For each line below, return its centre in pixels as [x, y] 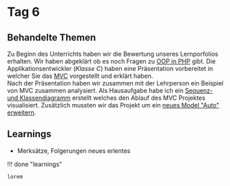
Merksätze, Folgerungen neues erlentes [74, 151]
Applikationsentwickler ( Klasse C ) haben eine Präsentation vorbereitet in [110, 69]
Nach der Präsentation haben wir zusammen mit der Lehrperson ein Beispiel [115, 83]
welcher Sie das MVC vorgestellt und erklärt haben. [80, 76]
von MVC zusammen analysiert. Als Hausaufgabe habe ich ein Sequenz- [110, 91]
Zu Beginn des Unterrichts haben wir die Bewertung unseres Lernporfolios [113, 54]
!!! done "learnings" [35, 164]
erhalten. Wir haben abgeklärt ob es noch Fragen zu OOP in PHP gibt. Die [111, 61]
